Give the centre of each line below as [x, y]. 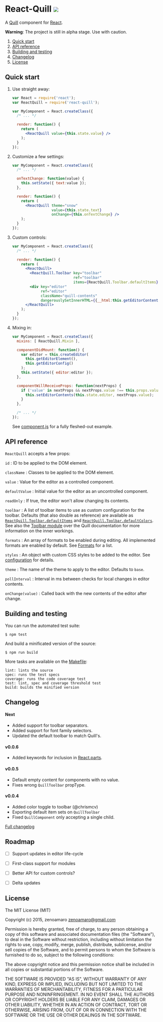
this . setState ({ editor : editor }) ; [57, 373]
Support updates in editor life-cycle [48, 853]
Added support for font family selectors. [52, 731]
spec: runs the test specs [32, 675]
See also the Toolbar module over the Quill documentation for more [72, 525]
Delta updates [26, 883]
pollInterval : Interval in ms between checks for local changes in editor [77, 579]
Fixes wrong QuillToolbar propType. [49, 785]
